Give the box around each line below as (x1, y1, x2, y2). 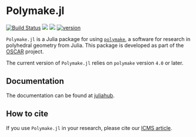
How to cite (6, 109, 49, 119)
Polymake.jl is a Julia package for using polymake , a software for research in (6, 35, 191, 42)
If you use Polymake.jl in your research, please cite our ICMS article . (6, 124, 173, 131)
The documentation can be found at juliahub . (6, 92, 115, 99)
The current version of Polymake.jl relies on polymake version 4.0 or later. (6, 59, 184, 66)
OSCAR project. (6, 48, 44, 55)
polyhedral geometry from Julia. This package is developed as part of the (6, 42, 184, 49)
